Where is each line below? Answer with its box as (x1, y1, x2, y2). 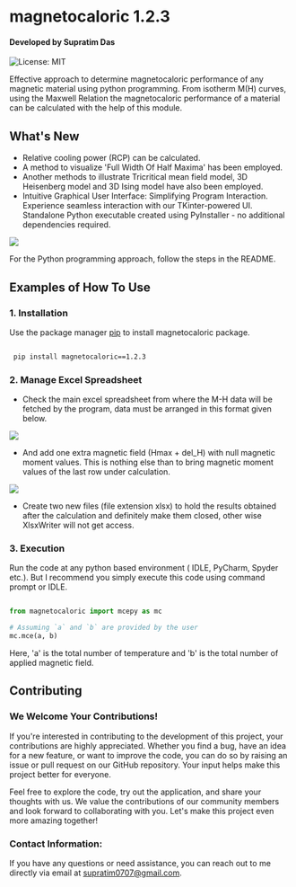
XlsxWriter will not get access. (22, 519, 135, 531)
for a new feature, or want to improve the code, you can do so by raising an (9, 750, 288, 760)
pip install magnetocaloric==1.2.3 (13, 352, 146, 361)
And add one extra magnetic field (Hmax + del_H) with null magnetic (22, 448, 275, 458)
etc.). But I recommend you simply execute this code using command (9, 572, 266, 583)
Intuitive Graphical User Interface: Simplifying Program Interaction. (22, 191, 269, 201)
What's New (9, 129, 80, 144)
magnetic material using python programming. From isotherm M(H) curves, (9, 84, 287, 94)
